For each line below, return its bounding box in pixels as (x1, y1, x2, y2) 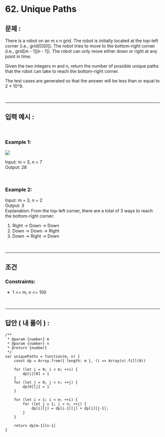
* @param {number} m (7, 337, 50, 342)
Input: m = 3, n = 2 (5, 198, 43, 203)
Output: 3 (5, 202, 25, 208)
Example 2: (5, 186, 32, 193)
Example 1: (5, 138, 31, 145)
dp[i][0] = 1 (23, 371, 50, 376)
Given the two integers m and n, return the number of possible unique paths (5, 63, 159, 69)
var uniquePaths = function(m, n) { (5, 354, 80, 359)
